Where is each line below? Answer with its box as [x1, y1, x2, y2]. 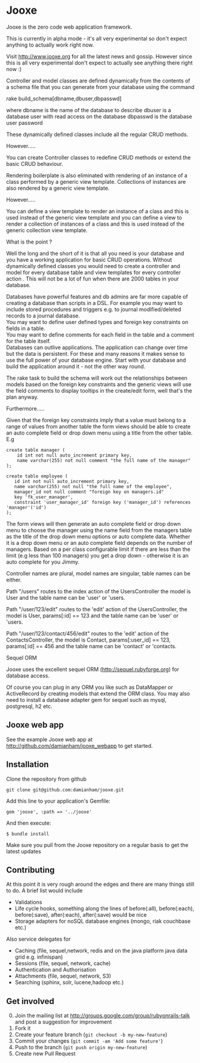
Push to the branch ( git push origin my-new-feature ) [14, 1044, 147, 1051]
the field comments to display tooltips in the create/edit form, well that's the [6, 387, 192, 394]
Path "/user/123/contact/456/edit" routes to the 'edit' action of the [6, 630, 169, 637]
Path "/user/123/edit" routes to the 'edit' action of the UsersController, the [6, 605, 187, 612]
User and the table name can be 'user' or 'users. [6, 594, 125, 601]
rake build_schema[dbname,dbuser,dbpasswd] [6, 95, 122, 102]
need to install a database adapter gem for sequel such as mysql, [6, 696, 167, 703]
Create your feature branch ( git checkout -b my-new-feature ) [14, 1031, 168, 1039]
